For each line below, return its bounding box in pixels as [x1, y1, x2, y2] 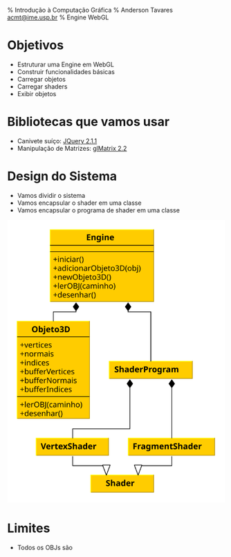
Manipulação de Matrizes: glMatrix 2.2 [17, 144, 127, 152]
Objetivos [7, 37, 64, 53]
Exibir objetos [17, 89, 57, 98]
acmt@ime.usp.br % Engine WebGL [7, 13, 109, 21]
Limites [7, 520, 50, 536]
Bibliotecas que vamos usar [7, 114, 170, 130]
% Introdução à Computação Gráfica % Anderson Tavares [7, 6, 173, 14]
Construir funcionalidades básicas [17, 67, 115, 75]
